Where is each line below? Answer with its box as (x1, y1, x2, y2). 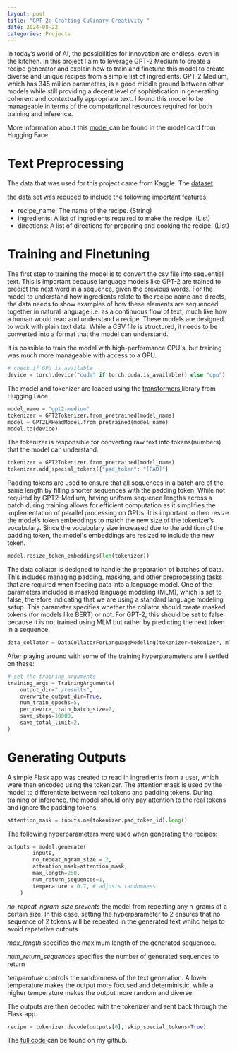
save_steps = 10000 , (20, 713, 74, 720)
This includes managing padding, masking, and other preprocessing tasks (7, 573, 222, 581)
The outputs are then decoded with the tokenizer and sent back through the (7, 1002, 228, 1011)
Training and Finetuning (7, 246, 150, 263)
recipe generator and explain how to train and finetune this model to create (7, 64, 225, 73)
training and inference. (7, 110, 73, 118)
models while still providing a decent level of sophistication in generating (7, 87, 219, 96)
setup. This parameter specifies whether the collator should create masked (7, 603, 226, 611)
